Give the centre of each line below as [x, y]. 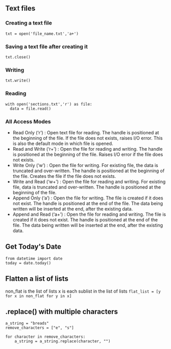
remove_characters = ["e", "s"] [40, 328]
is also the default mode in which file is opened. [63, 143]
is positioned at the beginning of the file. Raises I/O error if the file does [88, 154]
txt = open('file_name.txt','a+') [42, 34]
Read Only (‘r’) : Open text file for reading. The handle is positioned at [86, 132]
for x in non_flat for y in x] [39, 296]
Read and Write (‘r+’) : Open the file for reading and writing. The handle [88, 149]
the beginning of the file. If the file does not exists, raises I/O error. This [88, 138]
